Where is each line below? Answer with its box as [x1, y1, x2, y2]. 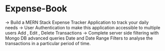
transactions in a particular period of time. [5, 40, 91, 46]
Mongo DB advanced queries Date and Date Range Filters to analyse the [5, 35, 153, 41]
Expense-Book [5, 3, 67, 14]
